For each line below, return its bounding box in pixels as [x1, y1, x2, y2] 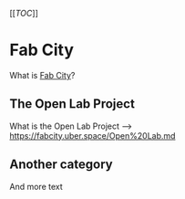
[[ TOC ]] [9, 8, 38, 18]
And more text [9, 181, 64, 192]
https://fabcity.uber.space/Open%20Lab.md [9, 130, 176, 141]
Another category [9, 157, 113, 173]
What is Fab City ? [9, 69, 76, 80]
